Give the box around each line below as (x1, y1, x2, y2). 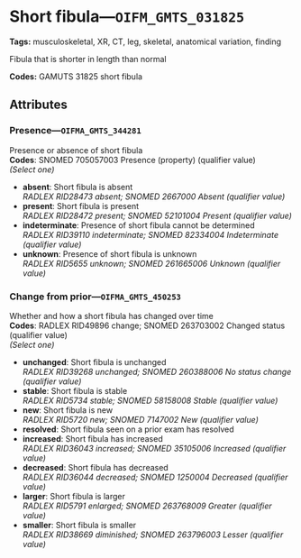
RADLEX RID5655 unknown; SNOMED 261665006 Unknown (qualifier (22, 258, 281, 269)
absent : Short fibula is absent (22, 181, 133, 192)
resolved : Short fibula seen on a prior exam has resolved (22, 424, 234, 435)
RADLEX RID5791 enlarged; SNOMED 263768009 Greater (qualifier (22, 500, 272, 511)
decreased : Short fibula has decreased (22, 462, 169, 472)
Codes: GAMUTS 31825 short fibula (9, 70, 142, 82)
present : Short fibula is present (22, 200, 140, 211)
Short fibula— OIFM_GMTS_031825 (9, 6, 245, 27)
